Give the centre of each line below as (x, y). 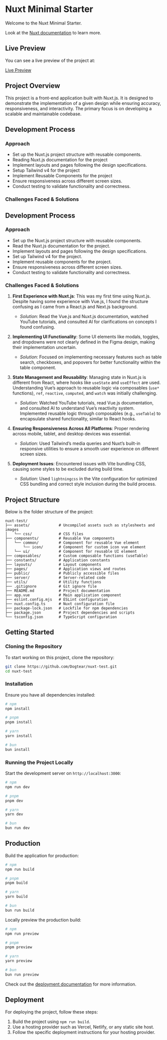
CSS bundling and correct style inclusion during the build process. (88, 484)
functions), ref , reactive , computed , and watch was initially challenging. (85, 393)
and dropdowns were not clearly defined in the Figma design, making (84, 342)
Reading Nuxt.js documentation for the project (60, 160)
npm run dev (17, 787)
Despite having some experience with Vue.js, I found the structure (80, 302)
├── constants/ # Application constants (58, 560)
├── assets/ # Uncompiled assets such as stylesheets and (80, 525)
